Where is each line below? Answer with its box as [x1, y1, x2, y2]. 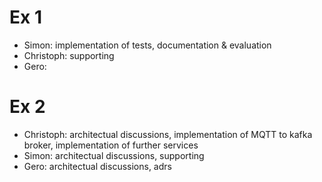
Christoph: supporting [23, 49, 115, 61]
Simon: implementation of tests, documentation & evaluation [23, 39, 272, 51]
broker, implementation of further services [23, 139, 199, 151]
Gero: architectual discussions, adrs [23, 160, 172, 172]
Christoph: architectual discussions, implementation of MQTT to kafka [23, 128, 313, 140]
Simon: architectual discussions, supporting [23, 149, 205, 161]
